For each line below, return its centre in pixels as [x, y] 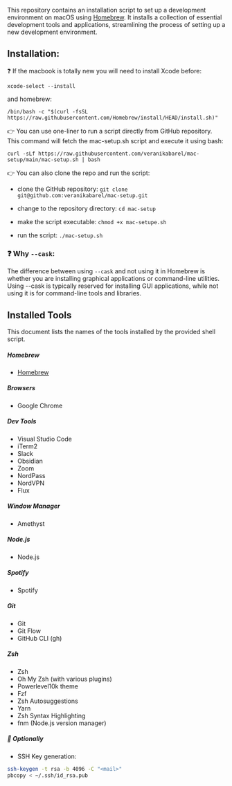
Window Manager [34, 506]
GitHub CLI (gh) [39, 638]
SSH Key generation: [47, 756]
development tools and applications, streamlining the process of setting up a [116, 25]
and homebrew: [29, 99]
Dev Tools [22, 421]
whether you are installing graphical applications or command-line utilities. [114, 279]
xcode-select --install [42, 86]
